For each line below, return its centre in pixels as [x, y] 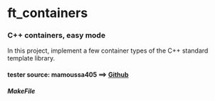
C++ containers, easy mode [56, 36]
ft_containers [48, 13]
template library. [31, 58]
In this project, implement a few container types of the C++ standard [108, 51]
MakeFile [21, 91]
